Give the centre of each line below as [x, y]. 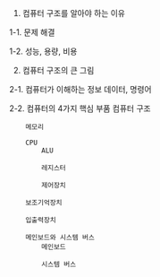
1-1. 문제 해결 [32, 32]
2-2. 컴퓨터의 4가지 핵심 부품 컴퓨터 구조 [80, 108]
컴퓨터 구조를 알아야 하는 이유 [73, 13]
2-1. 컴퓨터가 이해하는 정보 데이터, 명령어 [80, 89]
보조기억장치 [44, 203]
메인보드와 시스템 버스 [60, 238]
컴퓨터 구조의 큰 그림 [58, 70]
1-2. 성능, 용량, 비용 [43, 51]
